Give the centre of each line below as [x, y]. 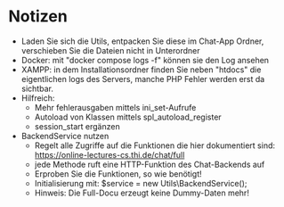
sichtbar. [37, 88]
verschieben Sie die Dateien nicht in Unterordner [110, 50]
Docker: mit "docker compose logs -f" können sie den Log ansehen [145, 60]
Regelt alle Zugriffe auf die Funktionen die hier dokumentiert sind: [155, 145]
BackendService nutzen [65, 136]
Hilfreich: [38, 98]
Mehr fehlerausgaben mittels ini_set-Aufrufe [115, 107]
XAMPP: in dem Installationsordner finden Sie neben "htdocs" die [141, 70]
